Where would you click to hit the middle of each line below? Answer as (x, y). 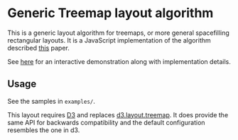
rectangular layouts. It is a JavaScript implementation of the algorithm (109, 40)
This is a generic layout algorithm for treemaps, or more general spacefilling (118, 33)
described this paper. (38, 48)
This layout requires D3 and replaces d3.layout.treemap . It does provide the (118, 114)
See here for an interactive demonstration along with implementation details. (119, 61)
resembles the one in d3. (44, 130)
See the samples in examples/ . (52, 101)
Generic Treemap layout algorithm (110, 13)
